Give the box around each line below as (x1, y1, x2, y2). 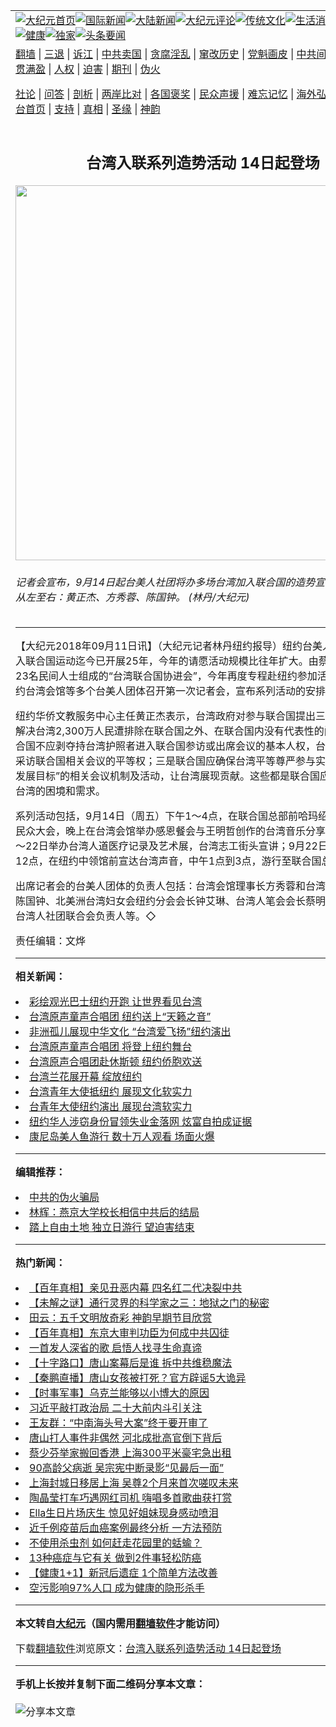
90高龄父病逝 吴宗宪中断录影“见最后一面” (29, 1461, 225, 1475)
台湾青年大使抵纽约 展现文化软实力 (29, 1085, 193, 1099)
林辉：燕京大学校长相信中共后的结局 (29, 1205, 200, 1219)
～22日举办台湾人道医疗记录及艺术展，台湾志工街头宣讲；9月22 (15, 839, 318, 853)
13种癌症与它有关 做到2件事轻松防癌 (29, 1551, 202, 1565)
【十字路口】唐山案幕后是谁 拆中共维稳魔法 (29, 1356, 233, 1370)
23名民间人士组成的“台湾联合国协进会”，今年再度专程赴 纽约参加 (15, 669, 318, 683)
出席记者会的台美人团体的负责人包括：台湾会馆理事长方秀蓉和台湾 (15, 879, 327, 893)
